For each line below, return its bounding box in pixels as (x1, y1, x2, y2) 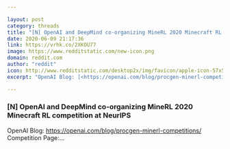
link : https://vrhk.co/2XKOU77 (7, 42, 97, 49)
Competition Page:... (7, 133, 65, 141)
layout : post (7, 16, 44, 23)
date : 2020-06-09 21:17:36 (7, 35, 84, 42)
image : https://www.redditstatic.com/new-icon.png (7, 48, 155, 55)
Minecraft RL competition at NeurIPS (7, 111, 131, 120)
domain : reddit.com (7, 54, 63, 62)
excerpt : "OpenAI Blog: (7, 73, 75, 80)
